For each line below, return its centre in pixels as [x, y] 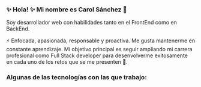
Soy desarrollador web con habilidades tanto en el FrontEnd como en [91, 23]
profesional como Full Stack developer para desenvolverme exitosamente [97, 55]
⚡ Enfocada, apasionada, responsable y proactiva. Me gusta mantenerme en [101, 41]
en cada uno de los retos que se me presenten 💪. [67, 62]
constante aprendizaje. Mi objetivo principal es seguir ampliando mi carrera [100, 49]
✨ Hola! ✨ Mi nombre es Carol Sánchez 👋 [67, 10]
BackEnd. [18, 29]
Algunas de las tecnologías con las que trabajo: [76, 77]
